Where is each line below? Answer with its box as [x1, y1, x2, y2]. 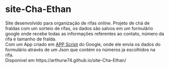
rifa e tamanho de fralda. [5, 36, 57, 42]
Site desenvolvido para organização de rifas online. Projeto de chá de [5, 20, 150, 26]
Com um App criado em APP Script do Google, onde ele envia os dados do [5, 41, 161, 47]
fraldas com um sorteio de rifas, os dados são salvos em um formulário [5, 25, 153, 31]
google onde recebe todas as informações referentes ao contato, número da [5, 30, 164, 36]
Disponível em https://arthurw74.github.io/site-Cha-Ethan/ [5, 57, 127, 63]
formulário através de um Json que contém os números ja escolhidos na [5, 46, 155, 52]
